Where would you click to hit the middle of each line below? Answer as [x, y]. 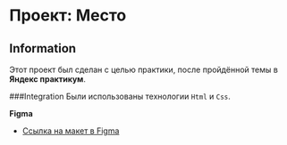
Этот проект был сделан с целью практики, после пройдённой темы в [144, 69]
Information [43, 48]
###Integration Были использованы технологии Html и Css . [120, 96]
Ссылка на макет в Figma [71, 131]
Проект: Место [68, 16]
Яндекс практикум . [48, 79]
